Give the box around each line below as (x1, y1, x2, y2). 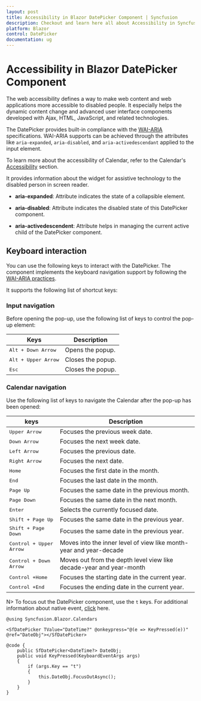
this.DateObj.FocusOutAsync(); (38, 674, 117, 680)
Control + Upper (9, 541, 54, 547)
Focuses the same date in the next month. (59, 496, 178, 504)
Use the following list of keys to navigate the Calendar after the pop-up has (6, 397, 191, 404)
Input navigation (6, 301, 55, 310)
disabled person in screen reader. (6, 181, 89, 188)
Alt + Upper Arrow (9, 357, 60, 363)
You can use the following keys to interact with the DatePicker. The (6, 262, 171, 269)
